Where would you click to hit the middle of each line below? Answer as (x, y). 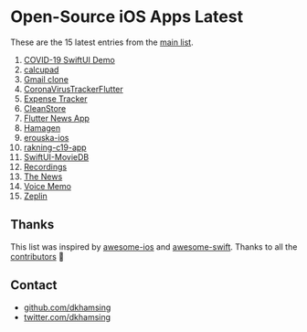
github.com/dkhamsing (67, 307)
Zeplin (36, 196)
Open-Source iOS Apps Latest (127, 17)
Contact (34, 285)
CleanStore (45, 108)
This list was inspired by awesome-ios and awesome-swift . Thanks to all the (154, 246)
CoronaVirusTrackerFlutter (74, 89)
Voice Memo (48, 186)
